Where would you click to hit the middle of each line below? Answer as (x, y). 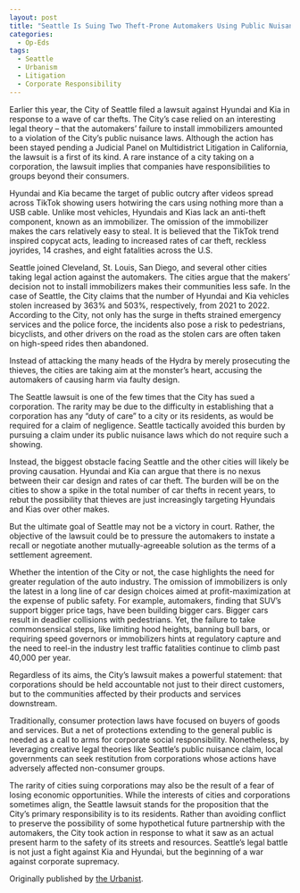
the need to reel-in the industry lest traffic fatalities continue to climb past (145, 647)
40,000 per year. (40, 657)
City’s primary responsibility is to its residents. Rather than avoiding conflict (148, 814)
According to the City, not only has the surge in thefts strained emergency (145, 314)
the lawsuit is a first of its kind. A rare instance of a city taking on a (132, 156)
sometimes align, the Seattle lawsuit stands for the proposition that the (139, 804)
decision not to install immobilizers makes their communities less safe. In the (150, 286)
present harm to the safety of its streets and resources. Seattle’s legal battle (149, 842)
